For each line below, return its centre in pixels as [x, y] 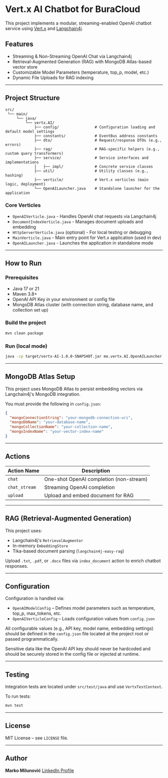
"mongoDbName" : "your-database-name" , [50, 422]
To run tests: [18, 696]
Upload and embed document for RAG [89, 495]
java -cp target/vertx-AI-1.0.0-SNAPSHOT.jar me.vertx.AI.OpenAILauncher [84, 357]
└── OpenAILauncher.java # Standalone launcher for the [97, 188]
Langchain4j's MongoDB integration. [43, 394]
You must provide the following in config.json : [53, 404]
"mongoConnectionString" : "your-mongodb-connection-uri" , [71, 418]
